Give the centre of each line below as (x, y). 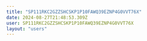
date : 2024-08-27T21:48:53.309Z (47, 17)
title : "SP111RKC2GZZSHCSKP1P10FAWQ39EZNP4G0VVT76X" (74, 12)
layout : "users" (27, 29)
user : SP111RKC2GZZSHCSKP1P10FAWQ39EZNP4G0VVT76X (70, 23)
